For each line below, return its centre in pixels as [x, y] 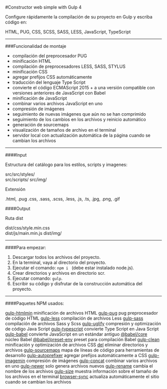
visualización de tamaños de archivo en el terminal [64, 130]
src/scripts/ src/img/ [26, 180]
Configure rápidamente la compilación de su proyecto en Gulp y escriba [79, 17]
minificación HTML [32, 61]
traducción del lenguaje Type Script [49, 82]
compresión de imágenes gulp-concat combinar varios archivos [92, 361]
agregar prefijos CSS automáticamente [52, 77]
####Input [16, 155]
